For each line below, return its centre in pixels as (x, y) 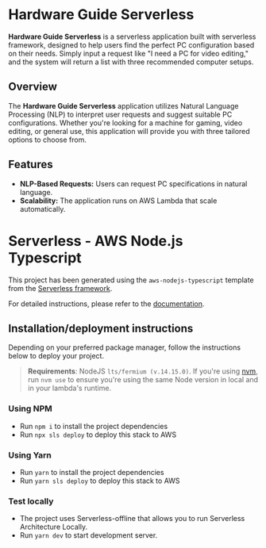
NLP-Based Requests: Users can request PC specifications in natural (133, 183)
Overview (33, 87)
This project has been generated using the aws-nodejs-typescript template (131, 280)
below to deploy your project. (56, 356)
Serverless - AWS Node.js (96, 241)
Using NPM (31, 408)
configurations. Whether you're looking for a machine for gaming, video (125, 123)
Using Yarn (30, 455)
